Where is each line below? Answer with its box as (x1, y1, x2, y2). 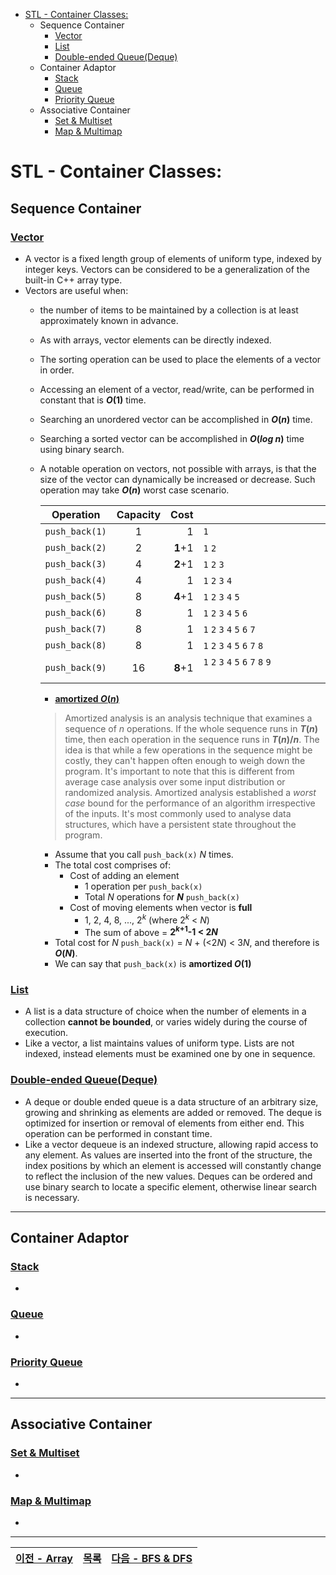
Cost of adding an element (69, 869, 180, 881)
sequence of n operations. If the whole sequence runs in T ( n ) (64, 722, 319, 734)
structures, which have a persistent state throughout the (64, 818, 297, 830)
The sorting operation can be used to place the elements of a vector (39, 353, 322, 365)
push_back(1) (44, 525, 107, 537)
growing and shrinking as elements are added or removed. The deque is (24, 1106, 322, 1118)
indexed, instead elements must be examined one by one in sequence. (24, 1048, 316, 1060)
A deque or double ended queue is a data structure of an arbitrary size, (24, 1095, 319, 1108)
